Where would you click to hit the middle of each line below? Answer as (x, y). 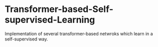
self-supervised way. (26, 39)
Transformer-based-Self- (59, 9)
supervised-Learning (50, 20)
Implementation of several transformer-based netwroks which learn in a (79, 33)
